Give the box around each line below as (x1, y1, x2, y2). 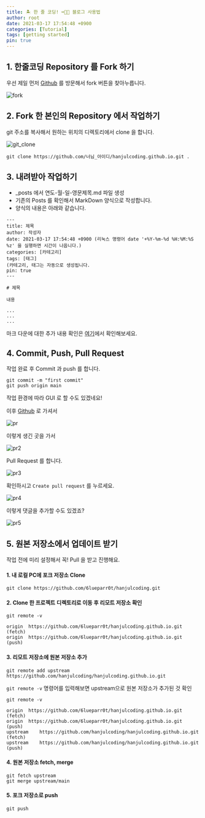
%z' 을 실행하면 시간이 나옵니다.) (6, 243, 82, 249)
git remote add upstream (6, 667, 70, 674)
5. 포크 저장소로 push (6, 792, 58, 799)
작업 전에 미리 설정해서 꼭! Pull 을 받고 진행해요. (6, 556, 120, 563)
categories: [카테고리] (6, 249, 62, 255)
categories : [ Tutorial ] (6, 26, 68, 33)
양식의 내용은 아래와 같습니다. (15, 204, 87, 212)
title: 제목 (6, 223, 34, 230)
